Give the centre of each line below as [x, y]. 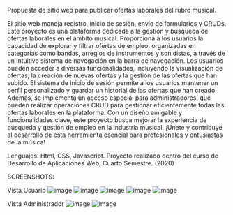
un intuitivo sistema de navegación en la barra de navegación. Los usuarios [115, 61]
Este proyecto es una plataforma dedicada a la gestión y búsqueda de [108, 31]
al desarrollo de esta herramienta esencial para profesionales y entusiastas [115, 135]
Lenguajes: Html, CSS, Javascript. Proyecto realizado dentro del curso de [113, 156]
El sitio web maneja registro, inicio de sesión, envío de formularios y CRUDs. [117, 23]
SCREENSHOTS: [31, 177]
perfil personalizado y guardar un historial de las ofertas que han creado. [112, 90]
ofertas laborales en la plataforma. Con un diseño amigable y [95, 112]
